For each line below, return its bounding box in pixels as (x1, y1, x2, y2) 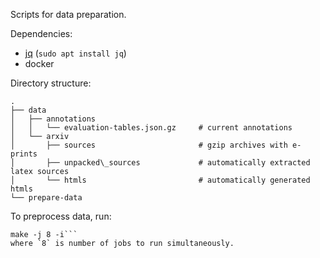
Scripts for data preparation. (10, 9, 127, 20)
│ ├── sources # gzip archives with (10, 140, 288, 150)
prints (10, 149, 38, 159)
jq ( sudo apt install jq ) (24, 47, 127, 59)
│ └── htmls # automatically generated (10, 175, 311, 185)
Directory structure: (10, 77, 92, 89)
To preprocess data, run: (10, 210, 112, 222)
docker (24, 58, 55, 69)
